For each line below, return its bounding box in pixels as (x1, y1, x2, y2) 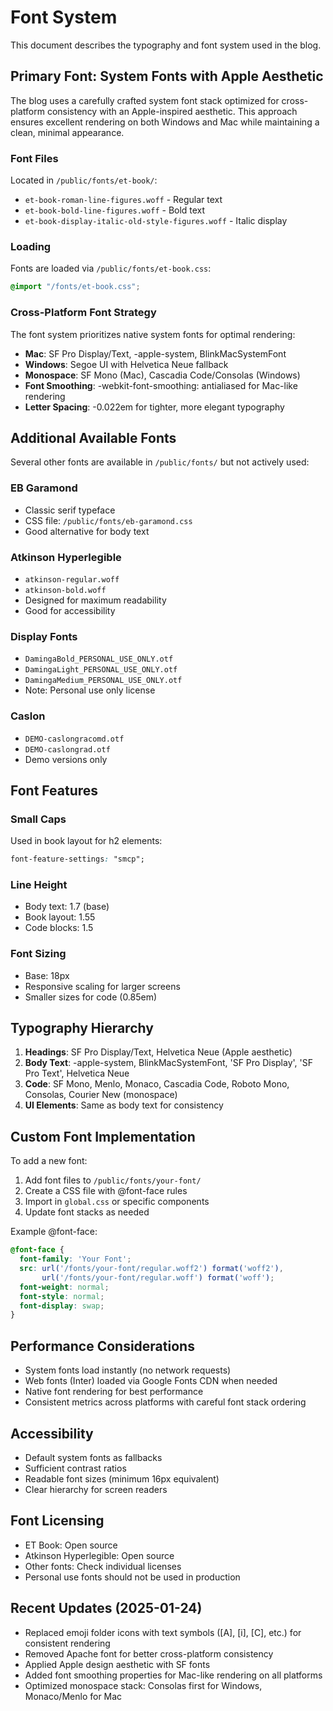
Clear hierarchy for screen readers (24, 1483, 168, 1495)
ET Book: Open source (24, 1539, 118, 1551)
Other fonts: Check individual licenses (24, 1560, 182, 1572)
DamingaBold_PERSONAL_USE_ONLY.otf (24, 654, 174, 665)
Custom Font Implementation (10, 1128, 196, 1145)
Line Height (10, 878, 68, 891)
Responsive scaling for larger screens (24, 980, 181, 992)
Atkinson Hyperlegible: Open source (24, 1549, 175, 1561)
